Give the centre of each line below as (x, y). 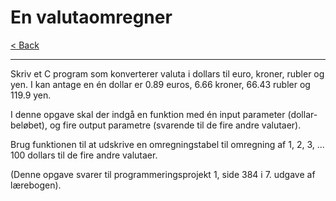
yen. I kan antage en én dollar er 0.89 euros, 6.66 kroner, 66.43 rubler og (160, 84)
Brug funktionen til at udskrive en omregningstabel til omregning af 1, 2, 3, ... (167, 144)
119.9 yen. (31, 95)
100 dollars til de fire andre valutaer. (84, 155)
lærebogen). (36, 185)
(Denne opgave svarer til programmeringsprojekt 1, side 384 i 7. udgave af (163, 174)
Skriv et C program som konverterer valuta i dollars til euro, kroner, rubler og (167, 73)
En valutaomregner (91, 17)
